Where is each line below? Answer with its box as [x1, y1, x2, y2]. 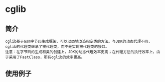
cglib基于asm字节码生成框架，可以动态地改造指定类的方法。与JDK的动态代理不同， [5, 39, 153, 44]
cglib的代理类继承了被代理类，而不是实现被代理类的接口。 [5, 44, 110, 49]
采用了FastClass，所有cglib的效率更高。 [8, 55, 85, 60]
